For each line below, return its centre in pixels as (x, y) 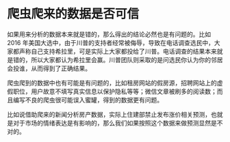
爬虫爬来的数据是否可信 (73, 14)
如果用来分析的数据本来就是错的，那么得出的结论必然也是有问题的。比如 (109, 34)
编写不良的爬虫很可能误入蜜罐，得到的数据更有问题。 (88, 100)
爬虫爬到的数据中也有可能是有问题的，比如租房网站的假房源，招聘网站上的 (112, 83)
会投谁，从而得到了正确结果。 (49, 68)
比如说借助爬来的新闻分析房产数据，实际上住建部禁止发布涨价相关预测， (109, 114)
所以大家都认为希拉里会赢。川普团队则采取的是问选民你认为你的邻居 (127, 59)
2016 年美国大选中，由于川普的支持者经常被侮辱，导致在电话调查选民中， (111, 42)
